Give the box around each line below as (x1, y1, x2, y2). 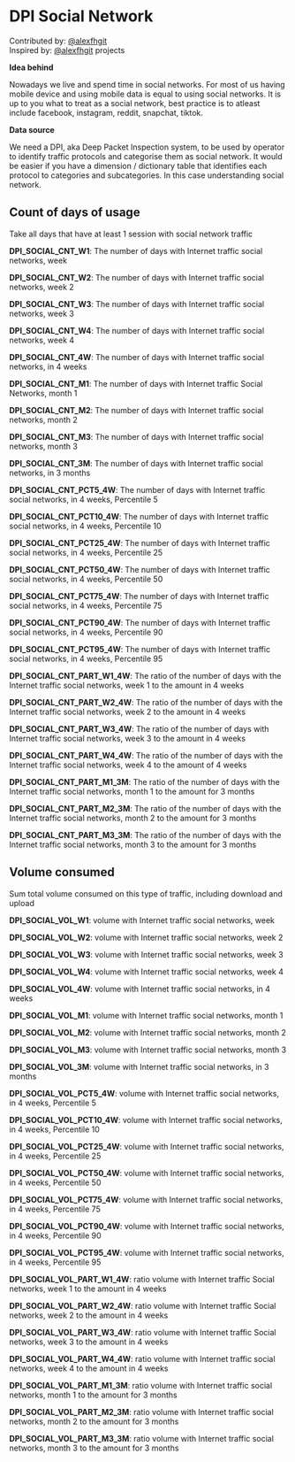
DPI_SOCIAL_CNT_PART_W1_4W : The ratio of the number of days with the (9, 670, 282, 681)
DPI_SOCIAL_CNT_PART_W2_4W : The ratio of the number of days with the (9, 696, 284, 707)
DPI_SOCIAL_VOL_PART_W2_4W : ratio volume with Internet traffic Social (9, 1300, 276, 1311)
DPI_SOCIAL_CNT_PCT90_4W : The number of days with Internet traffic (9, 617, 271, 627)
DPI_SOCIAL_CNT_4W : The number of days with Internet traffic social (9, 351, 265, 362)
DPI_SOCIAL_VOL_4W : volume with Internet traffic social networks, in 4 (9, 983, 271, 994)
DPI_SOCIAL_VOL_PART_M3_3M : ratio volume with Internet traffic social (9, 1433, 274, 1443)
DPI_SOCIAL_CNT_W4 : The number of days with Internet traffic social (9, 325, 265, 335)
